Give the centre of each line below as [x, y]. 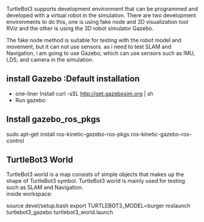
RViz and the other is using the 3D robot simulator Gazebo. [80, 28]
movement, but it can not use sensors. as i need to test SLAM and [89, 46]
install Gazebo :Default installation [73, 79]
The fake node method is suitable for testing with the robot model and [94, 40]
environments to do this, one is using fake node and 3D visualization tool [97, 22]
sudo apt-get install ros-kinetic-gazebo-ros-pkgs [68, 134]
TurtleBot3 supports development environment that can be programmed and [102, 9]
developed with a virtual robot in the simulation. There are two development [101, 15]
